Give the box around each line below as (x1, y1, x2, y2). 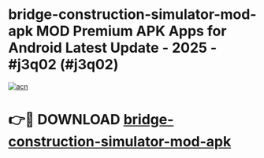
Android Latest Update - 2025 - (8, 39, 218, 57)
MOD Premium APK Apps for (35, 22, 227, 40)
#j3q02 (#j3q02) (8, 56, 119, 74)
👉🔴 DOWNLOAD (8, 111, 121, 129)
